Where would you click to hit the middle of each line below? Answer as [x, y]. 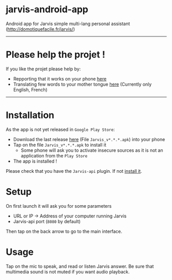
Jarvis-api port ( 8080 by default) [47, 221]
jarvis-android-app [47, 9]
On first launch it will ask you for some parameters [59, 206]
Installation [30, 115]
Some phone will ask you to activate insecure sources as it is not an [92, 150]
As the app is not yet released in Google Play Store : [60, 129]
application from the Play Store [54, 155]
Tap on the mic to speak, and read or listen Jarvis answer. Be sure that [80, 266]
